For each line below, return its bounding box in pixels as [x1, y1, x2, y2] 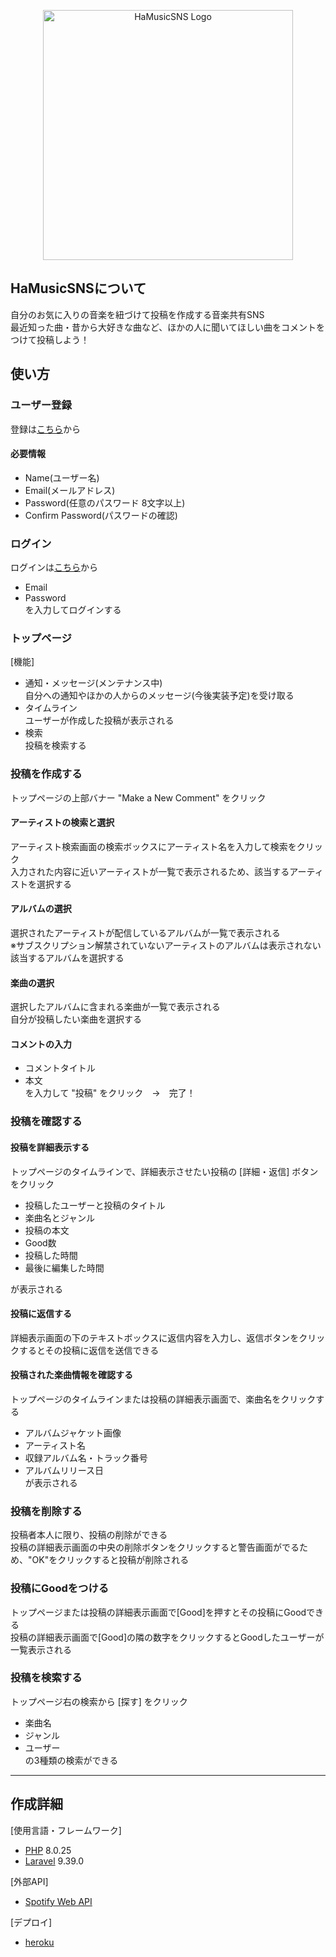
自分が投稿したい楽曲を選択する [10, 1013, 142, 1025]
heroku [24, 1936, 55, 1948]
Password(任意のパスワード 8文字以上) [24, 496, 186, 509]
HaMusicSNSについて [10, 280, 147, 297]
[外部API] [10, 1875, 49, 1887]
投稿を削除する [10, 1504, 83, 1518]
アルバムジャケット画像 [24, 1426, 122, 1439]
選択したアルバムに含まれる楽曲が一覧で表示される [10, 1001, 221, 1013]
